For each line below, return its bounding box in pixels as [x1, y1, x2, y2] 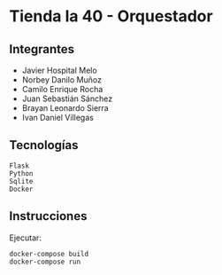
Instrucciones [9, 208, 88, 224]
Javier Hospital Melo [21, 65, 97, 75]
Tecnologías [9, 137, 79, 153]
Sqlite [9, 177, 34, 185]
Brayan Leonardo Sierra [21, 103, 109, 113]
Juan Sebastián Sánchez [21, 93, 113, 104]
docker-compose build [9, 249, 89, 258]
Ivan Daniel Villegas [21, 113, 95, 122]
